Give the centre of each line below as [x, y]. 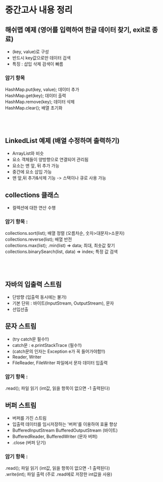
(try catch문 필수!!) [31, 339]
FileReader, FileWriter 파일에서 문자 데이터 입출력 [60, 363]
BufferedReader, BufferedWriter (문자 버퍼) [55, 436]
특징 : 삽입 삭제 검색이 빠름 [38, 64]
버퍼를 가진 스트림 [29, 418]
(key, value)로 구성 [30, 52]
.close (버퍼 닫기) [29, 442]
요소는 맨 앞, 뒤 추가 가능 [36, 166]
